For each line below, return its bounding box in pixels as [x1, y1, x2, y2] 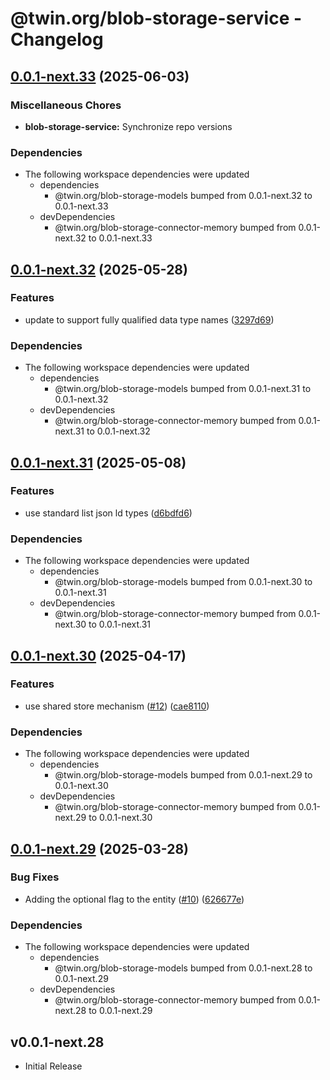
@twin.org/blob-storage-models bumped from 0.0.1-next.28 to [54, 962, 313, 974]
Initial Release [24, 1060, 83, 1072]
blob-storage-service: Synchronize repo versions [24, 120, 233, 132]
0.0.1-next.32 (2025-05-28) [10, 261, 188, 278]
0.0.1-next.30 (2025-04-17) [10, 647, 187, 664]
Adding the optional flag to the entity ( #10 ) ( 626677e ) [24, 893, 245, 905]
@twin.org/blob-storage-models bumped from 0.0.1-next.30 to [54, 576, 313, 588]
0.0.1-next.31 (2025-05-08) [10, 454, 187, 471]
